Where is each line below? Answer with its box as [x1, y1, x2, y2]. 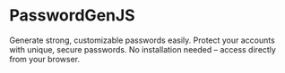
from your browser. [9, 53, 81, 64]
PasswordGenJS [9, 5, 136, 26]
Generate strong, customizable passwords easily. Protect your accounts [9, 35, 275, 45]
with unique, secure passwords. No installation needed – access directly [9, 44, 276, 54]
